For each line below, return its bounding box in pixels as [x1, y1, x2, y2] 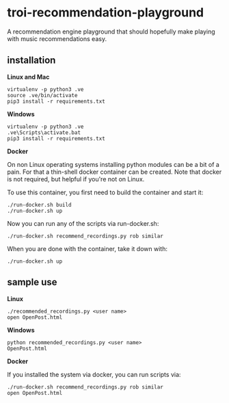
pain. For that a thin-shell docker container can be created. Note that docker [7, 168, 222, 176]
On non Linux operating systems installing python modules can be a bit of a [7, 160, 220, 168]
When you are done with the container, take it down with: [7, 244, 167, 252]
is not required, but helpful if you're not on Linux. [7, 174, 145, 183]
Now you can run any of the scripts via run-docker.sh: [7, 219, 159, 227]
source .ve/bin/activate [7, 92, 78, 99]
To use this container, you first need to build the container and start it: [7, 188, 204, 196]
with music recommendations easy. [7, 34, 107, 42]
